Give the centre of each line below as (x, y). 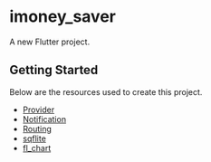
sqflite (34, 138)
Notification (44, 119)
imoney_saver (62, 17)
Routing (37, 129)
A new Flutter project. (50, 42)
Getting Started (54, 70)
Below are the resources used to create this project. (106, 91)
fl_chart (37, 148)
